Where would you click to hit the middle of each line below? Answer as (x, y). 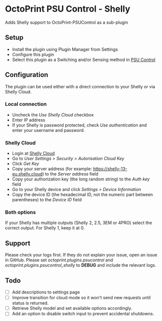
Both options (21, 212)
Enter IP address (28, 120)
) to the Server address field (70, 174)
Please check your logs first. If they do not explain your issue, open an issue (81, 255)
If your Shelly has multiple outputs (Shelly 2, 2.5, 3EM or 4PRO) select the (79, 223)
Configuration (27, 75)
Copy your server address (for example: (52, 169)
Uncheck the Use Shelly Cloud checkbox (53, 114)
